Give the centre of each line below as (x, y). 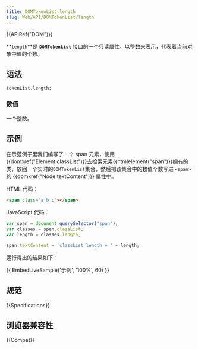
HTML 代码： (22, 189)
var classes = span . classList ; (45, 229)
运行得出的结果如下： (32, 257)
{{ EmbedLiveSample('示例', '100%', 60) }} (58, 270)
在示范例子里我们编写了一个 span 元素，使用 (61, 154)
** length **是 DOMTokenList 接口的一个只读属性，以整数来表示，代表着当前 (97, 46)
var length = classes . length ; (44, 235)
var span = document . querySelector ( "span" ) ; (62, 224)
